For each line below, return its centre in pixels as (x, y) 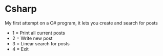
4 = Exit (21, 49)
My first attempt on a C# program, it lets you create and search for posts (81, 23)
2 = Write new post (32, 38)
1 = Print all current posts (38, 33)
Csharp (21, 9)
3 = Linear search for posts (41, 43)
